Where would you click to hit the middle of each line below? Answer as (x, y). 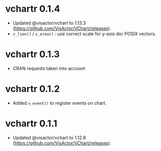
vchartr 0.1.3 (33, 54)
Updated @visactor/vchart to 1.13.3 (49, 23)
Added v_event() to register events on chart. (60, 103)
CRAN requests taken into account (49, 68)
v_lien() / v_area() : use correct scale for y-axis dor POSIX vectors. (84, 34)
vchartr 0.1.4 (33, 9)
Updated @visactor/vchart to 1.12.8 (49, 137)
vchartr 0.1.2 (33, 89)
